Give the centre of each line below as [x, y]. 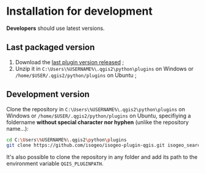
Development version [48, 94]
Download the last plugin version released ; [70, 62]
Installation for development [79, 11]
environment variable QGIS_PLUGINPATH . [55, 164]
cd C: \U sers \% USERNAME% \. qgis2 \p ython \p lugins [67, 140]
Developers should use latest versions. [56, 28]
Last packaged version [51, 47]
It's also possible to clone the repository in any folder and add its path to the [102, 157]
